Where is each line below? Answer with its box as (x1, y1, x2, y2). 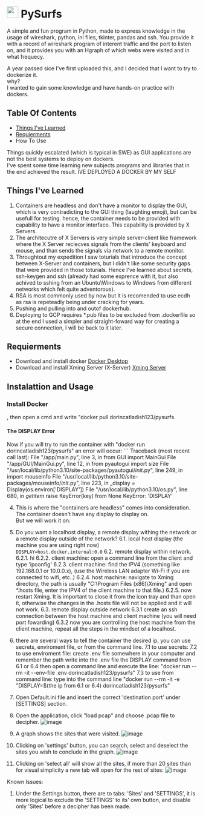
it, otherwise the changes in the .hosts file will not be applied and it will (15, 600, 192, 607)
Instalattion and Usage (7, 382, 94, 392)
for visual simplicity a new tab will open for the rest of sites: (15, 766, 164, 774)
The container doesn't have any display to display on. (15, 511, 149, 518)
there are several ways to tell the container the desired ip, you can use (15, 637, 191, 645)
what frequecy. (7, 53, 45, 60)
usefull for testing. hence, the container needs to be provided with (15, 214, 181, 222)
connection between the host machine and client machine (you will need (15, 612, 197, 620)
